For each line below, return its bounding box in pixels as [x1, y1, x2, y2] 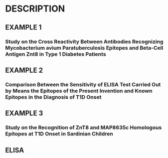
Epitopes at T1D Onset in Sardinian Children [5, 130, 113, 137]
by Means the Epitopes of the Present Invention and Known [5, 87, 153, 94]
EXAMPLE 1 [5, 23, 42, 32]
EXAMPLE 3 [5, 109, 44, 118]
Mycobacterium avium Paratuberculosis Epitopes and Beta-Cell [5, 44, 163, 51]
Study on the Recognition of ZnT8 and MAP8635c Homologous [5, 124, 162, 131]
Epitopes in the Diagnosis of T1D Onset [5, 93, 102, 100]
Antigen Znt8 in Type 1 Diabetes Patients [5, 51, 106, 58]
